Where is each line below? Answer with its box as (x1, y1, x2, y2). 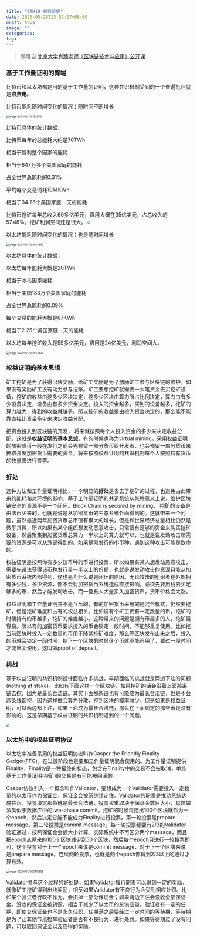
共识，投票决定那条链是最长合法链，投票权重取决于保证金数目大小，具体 (11, 799, 186, 806)
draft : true (6, 19, 35, 25)
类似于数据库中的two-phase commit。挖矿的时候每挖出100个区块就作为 (11, 806, 184, 814)
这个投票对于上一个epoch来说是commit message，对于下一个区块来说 (16, 843, 186, 850)
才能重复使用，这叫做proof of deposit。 (6, 644, 102, 652)
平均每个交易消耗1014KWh (6, 186, 70, 194)
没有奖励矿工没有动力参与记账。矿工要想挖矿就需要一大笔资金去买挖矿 (11, 386, 181, 393)
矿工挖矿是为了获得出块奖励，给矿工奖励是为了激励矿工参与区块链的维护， (6, 378, 186, 385)
